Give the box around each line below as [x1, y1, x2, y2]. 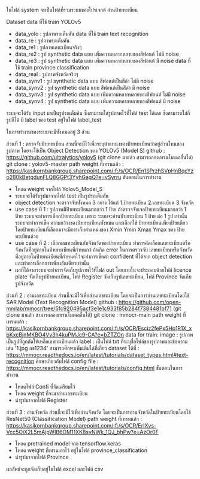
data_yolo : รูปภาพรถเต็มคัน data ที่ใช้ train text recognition [14, 31, 149, 37]
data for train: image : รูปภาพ [125, 331, 193, 338]
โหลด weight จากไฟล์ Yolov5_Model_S [14, 186, 103, 192]
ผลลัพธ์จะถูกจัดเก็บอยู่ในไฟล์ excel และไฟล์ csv [6, 465, 104, 472]
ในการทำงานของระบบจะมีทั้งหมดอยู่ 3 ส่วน [6, 128, 90, 135]
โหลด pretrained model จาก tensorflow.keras [14, 440, 122, 447]
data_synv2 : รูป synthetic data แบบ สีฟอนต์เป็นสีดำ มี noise [14, 84, 150, 91]
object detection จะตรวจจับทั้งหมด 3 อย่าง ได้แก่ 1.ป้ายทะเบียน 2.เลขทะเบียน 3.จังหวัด [14, 199, 194, 206]
